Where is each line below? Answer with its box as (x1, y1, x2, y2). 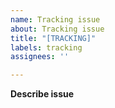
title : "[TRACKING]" (10, 33, 97, 43)
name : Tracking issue (10, 14, 101, 25)
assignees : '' (10, 52, 70, 62)
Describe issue (10, 88, 75, 100)
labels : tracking (10, 42, 83, 53)
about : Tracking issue (10, 24, 105, 34)
